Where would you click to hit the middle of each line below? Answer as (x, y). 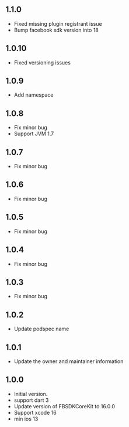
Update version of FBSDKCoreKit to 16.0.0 (64, 406)
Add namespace (34, 95)
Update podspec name (41, 329)
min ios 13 (26, 419)
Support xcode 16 (35, 412)
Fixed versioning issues (42, 62)
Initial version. (31, 394)
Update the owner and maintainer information (69, 361)
